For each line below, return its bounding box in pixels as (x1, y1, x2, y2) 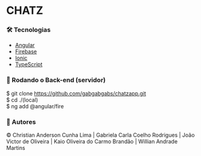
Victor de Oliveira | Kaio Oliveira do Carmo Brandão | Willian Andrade (6, 138, 178, 145)
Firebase (14, 48, 37, 55)
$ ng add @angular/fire (6, 102, 65, 109)
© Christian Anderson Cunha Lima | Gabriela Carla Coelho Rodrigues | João (6, 131, 195, 139)
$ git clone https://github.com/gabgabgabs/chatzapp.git (6, 89, 147, 97)
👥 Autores (6, 117, 36, 126)
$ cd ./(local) (6, 96, 38, 103)
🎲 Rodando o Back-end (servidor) (6, 76, 106, 85)
